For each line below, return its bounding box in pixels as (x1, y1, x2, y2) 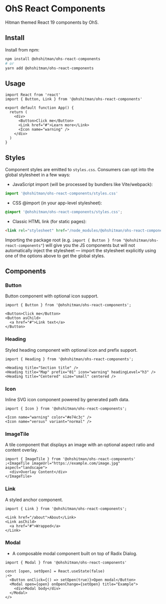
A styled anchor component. (5, 497, 63, 503)
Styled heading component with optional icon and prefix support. (5, 347, 138, 353)
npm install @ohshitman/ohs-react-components (5, 56, 100, 61)
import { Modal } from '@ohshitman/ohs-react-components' (5, 560, 127, 565)
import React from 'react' (5, 93, 61, 97)
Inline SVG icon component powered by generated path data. (5, 396, 130, 402)
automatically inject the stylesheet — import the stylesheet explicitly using (5, 247, 157, 253)
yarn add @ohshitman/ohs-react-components (5, 65, 94, 71)
